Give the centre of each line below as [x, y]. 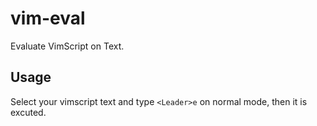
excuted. [28, 112]
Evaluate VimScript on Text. [67, 46]
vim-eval [48, 18]
